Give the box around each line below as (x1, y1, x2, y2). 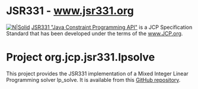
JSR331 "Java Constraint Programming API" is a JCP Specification (31, 24, 193, 31)
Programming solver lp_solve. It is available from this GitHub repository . (6, 76, 181, 83)
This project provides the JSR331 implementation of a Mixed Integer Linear (6, 70, 189, 77)
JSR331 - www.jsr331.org (6, 4, 135, 18)
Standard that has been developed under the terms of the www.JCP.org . (6, 29, 183, 37)
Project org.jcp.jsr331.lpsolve (6, 51, 155, 64)
